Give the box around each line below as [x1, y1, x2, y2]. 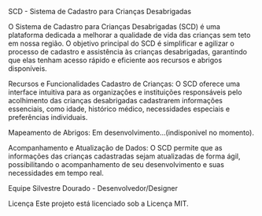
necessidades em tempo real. [8, 169, 105, 177]
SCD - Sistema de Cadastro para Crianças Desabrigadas [8, 7, 191, 16]
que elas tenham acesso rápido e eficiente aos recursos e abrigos [8, 55, 223, 65]
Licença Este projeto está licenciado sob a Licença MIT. [8, 199, 189, 208]
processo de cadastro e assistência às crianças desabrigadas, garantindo [8, 47, 248, 56]
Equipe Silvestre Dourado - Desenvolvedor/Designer [8, 184, 179, 192]
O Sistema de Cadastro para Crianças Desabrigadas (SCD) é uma [8, 22, 220, 31]
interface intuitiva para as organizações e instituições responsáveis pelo [8, 88, 242, 97]
